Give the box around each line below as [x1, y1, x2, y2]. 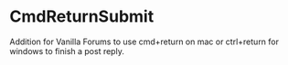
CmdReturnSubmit [9, 6, 155, 27]
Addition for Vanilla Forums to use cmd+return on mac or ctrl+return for [9, 36, 280, 47]
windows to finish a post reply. [9, 45, 125, 56]
